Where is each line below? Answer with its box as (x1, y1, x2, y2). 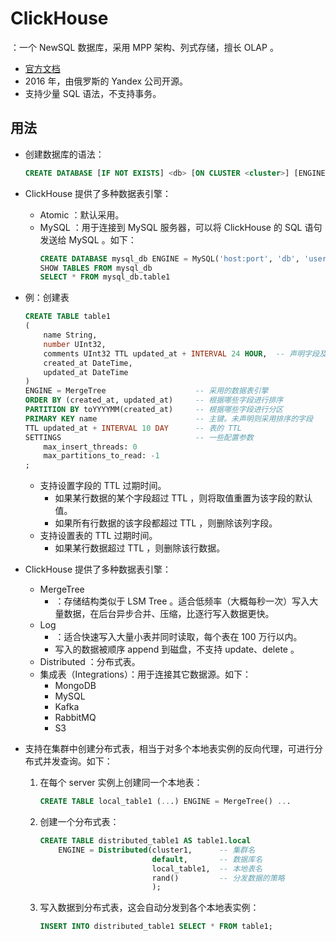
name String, (43, 330, 98, 340)
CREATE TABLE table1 (24, 312, 111, 322)
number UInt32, (43, 339, 107, 349)
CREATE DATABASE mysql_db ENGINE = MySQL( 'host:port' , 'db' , (39, 253, 300, 264)
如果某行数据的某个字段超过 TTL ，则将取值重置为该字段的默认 (54, 492, 313, 504)
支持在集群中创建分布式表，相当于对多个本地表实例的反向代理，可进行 (24, 743, 315, 755)
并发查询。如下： (42, 755, 113, 767)
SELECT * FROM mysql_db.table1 (39, 272, 171, 282)
